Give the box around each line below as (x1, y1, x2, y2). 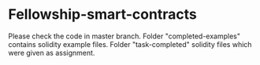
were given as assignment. (8, 48, 95, 57)
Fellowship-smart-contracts (8, 5, 197, 23)
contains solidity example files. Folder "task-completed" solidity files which (8, 39, 252, 49)
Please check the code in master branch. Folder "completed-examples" (8, 31, 241, 41)
